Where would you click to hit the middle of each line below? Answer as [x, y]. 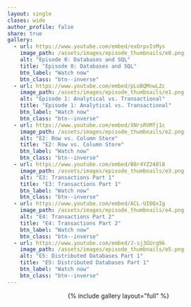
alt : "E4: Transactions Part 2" [67, 217]
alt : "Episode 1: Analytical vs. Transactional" [93, 99]
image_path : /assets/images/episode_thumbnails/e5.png [102, 250]
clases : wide [26, 20]
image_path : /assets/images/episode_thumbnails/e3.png [102, 171]
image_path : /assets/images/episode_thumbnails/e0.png [102, 54]
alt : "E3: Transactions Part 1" [67, 177]
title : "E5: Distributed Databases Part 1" [85, 263]
